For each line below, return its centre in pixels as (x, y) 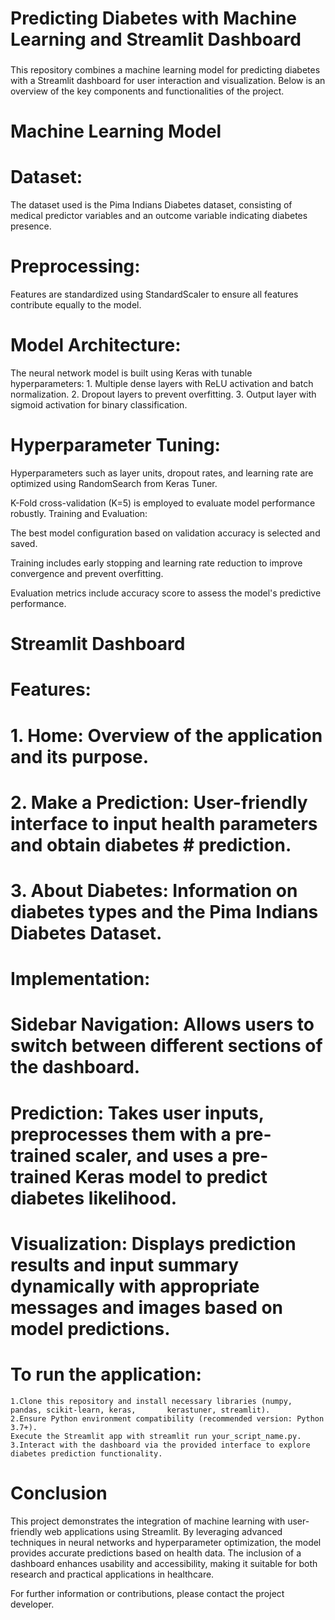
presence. (31, 226)
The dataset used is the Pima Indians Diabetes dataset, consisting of (151, 205)
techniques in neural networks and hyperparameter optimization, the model (166, 1542)
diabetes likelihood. (94, 1198)
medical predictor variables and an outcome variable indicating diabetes (159, 216)
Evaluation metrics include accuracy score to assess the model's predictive (166, 593)
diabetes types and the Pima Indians (164, 911)
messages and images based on (147, 1307)
